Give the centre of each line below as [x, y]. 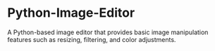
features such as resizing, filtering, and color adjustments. [92, 39]
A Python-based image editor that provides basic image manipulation [108, 32]
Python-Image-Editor [71, 13]
